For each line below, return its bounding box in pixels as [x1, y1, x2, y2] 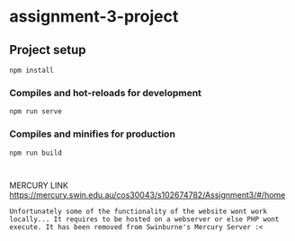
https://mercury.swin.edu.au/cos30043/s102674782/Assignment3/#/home [9, 189, 286, 200]
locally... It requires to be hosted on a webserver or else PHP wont [9, 214, 280, 224]
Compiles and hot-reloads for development [9, 86, 202, 99]
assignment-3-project [9, 6, 179, 27]
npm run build [9, 148, 63, 157]
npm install [9, 66, 54, 75]
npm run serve [9, 107, 63, 116]
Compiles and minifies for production [9, 128, 175, 140]
